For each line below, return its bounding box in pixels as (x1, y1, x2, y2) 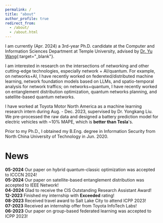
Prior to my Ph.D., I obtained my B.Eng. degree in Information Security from (5, 129, 156, 134)
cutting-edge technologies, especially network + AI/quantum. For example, (5, 68, 156, 74)
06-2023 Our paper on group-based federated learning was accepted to (5, 208, 152, 214)
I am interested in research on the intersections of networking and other (5, 63, 149, 69)
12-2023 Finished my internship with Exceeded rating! (5, 192, 115, 198)
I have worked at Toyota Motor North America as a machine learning (5, 103, 142, 109)
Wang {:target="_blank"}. (5, 54, 54, 59)
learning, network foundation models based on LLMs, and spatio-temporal (5, 78, 154, 84)
